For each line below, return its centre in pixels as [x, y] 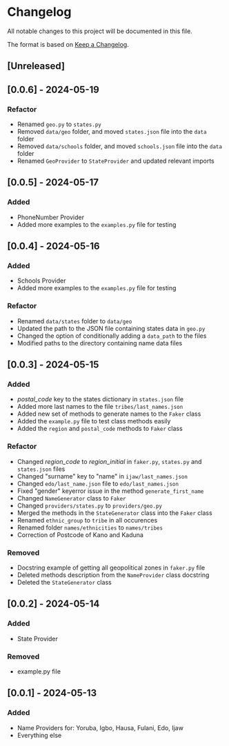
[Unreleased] [36, 66]
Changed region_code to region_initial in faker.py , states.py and [109, 461]
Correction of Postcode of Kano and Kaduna [80, 534]
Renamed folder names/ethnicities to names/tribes [90, 527]
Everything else [39, 735]
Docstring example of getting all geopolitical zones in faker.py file [111, 567]
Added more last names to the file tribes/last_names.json [100, 407]
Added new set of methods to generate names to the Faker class [109, 414]
